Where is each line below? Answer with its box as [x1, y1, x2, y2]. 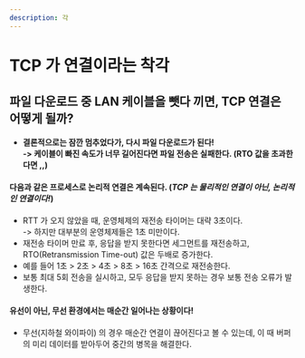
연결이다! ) [18, 193, 54, 204]
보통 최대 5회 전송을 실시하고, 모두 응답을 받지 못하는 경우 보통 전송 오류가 [22, 271, 283, 282]
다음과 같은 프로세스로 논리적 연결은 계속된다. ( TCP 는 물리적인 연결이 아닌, [9, 182, 272, 193]
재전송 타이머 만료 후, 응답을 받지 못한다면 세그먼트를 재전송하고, [22, 237, 251, 248]
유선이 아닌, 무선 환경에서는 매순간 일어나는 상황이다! [9, 305, 195, 316]
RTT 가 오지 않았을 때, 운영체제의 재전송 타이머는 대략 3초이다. [22, 215, 243, 226]
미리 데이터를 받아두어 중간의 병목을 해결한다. [32, 339, 192, 350]
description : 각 [9, 13, 70, 23]
